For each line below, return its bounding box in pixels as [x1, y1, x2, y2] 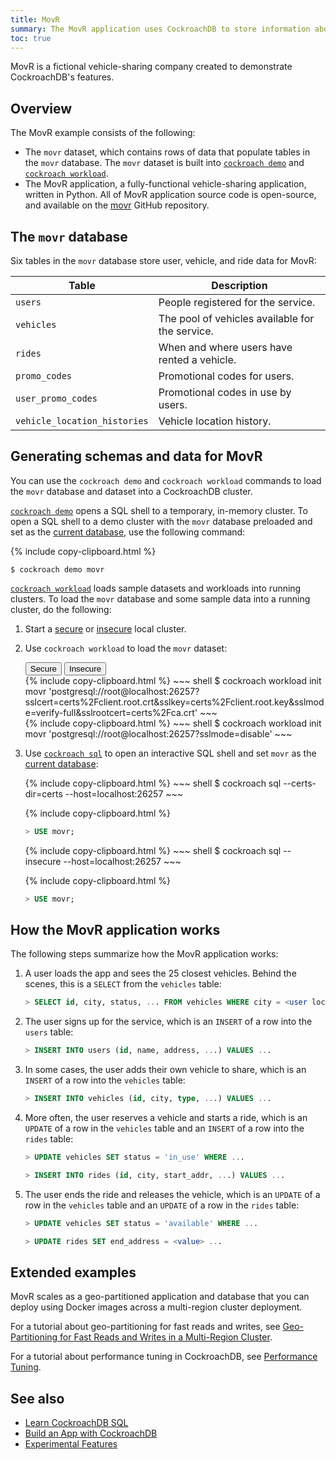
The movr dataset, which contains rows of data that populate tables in [24, 146, 311, 158]
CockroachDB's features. [10, 71, 115, 83]
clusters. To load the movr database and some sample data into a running [10, 592, 311, 605]
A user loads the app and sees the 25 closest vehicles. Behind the [24, 967, 297, 980]
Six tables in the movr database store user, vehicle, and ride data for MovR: [10, 255, 317, 266]
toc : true [10, 33, 52, 43]
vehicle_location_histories [15, 416, 149, 426]
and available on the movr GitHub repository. [24, 199, 210, 211]
